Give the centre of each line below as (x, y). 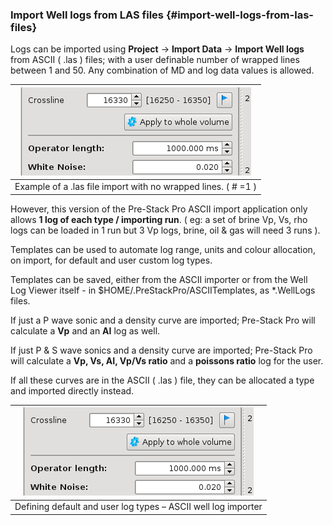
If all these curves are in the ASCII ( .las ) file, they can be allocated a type (162, 380)
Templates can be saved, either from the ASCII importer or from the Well (159, 279)
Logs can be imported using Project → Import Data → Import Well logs (157, 49)
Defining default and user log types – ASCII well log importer (138, 507)
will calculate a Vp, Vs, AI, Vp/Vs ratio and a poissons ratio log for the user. (167, 360)
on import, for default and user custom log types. (111, 260)
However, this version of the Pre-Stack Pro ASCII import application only (159, 209)
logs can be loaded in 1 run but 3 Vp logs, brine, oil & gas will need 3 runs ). (165, 230)
